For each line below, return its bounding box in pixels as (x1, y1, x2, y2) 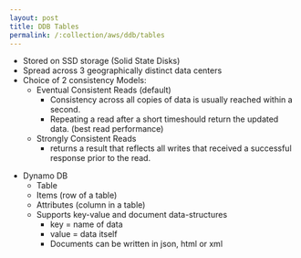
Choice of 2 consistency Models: (22, 75, 148, 86)
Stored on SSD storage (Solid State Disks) (22, 56, 181, 67)
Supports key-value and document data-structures (36, 210, 228, 220)
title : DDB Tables (9, 22, 79, 31)
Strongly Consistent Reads (36, 134, 137, 145)
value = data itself (49, 229, 118, 240)
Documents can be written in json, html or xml (49, 239, 223, 250)
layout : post (9, 13, 59, 23)
